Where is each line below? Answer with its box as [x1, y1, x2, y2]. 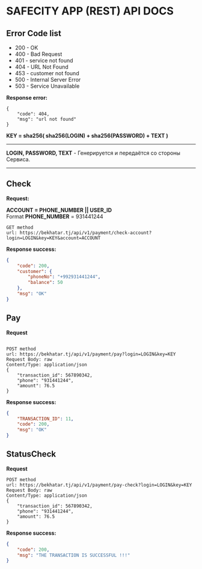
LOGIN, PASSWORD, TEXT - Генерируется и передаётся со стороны [6, 149, 180, 156]
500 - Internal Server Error [14, 76, 81, 83]
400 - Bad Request [14, 51, 63, 58]
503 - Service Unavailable [14, 82, 80, 90]
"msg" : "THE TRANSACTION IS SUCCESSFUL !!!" [17, 552, 130, 558]
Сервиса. [6, 156, 31, 163]
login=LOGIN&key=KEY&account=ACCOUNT [6, 235, 101, 241]
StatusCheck [6, 449, 56, 460]
